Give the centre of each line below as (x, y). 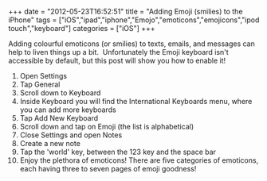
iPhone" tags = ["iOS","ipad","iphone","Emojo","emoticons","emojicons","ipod (134, 20)
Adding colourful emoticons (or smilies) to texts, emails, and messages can (132, 44)
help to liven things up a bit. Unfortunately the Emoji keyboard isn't (118, 52)
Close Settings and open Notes (71, 135)
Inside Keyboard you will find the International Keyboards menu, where (136, 101)
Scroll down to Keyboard (60, 93)
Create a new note (50, 143)
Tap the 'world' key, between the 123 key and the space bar (118, 152)
